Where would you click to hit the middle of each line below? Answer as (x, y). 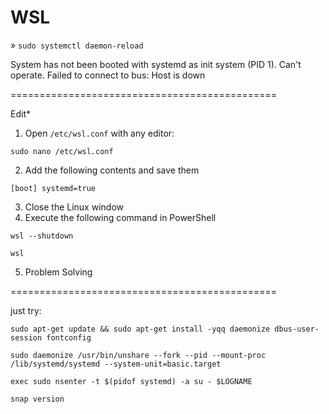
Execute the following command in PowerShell (120, 217)
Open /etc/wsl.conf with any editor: (99, 133)
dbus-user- (297, 329)
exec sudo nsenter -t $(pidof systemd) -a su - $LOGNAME (131, 381)
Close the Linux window (74, 207)
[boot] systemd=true (53, 188)
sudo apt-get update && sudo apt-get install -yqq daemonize (140, 329)
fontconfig (69, 337)
